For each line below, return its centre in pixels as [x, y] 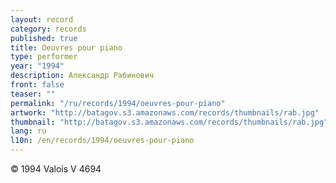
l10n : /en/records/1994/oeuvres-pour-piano [102, 141]
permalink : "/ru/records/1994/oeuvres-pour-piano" [118, 103]
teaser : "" [33, 94]
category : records [48, 29]
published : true [44, 38]
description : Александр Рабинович [82, 76]
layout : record [42, 19]
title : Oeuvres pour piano [66, 47]
